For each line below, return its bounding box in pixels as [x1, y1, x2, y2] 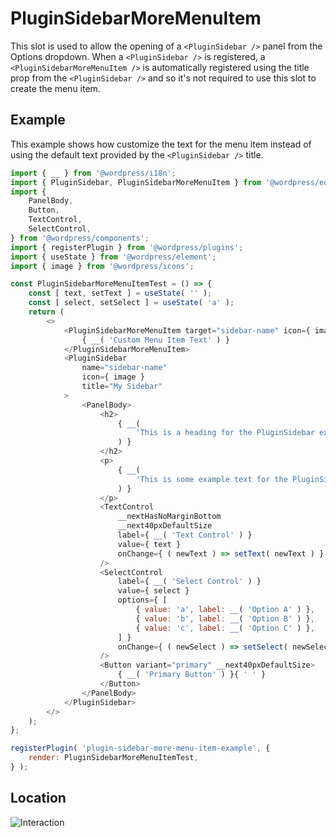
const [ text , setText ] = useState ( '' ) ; [28, 288, 213, 299]
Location [10, 790, 67, 807]
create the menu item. [10, 82, 101, 94]
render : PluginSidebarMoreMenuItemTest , [28, 753, 199, 763]
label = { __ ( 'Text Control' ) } [117, 530, 253, 540]
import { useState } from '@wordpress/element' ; [10, 252, 217, 262]
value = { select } [117, 586, 190, 596]
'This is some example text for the [135, 474, 288, 484]
